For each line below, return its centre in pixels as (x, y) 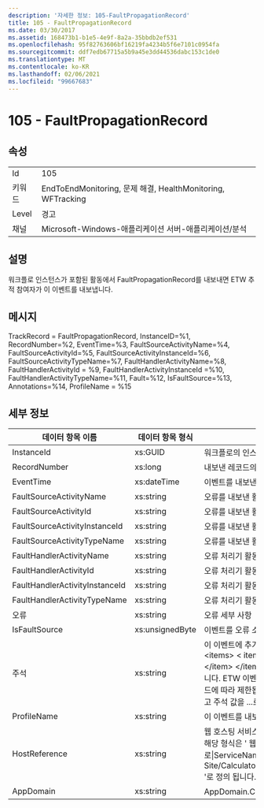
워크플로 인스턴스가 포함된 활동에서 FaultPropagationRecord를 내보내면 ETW (127, 280)
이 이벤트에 (223, 645)
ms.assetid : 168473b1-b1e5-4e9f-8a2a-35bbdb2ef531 (93, 37)
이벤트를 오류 (227, 630)
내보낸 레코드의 (231, 467)
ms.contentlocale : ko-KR (49, 67)
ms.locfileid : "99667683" (50, 81)
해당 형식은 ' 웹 (230, 743)
